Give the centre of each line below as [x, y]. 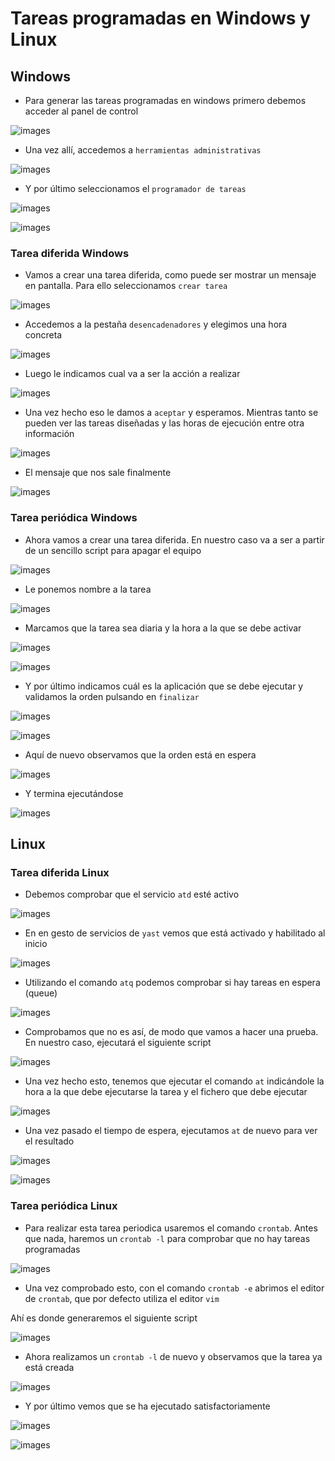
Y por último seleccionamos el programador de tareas [135, 188]
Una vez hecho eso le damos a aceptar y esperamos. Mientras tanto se [171, 413]
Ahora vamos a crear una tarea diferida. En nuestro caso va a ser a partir [174, 539]
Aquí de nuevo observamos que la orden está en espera [140, 754]
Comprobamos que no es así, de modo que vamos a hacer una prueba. [171, 1032]
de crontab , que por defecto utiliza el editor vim [122, 1298]
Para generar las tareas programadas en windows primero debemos [165, 100]
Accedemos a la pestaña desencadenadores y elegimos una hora [156, 324]
